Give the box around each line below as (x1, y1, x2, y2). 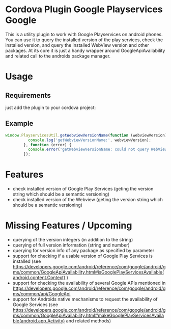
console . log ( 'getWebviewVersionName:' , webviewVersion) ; (27, 138, 152, 143)
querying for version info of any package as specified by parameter (12, 248, 155, 253)
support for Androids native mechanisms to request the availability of (12, 296, 158, 302)
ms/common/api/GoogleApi (12, 291, 71, 296)
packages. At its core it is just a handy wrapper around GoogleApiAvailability (5, 47, 165, 53)
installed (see (12, 258, 41, 264)
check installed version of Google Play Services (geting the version (12, 186, 154, 192)
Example (5, 119, 34, 128)
